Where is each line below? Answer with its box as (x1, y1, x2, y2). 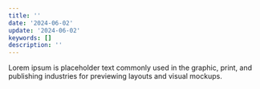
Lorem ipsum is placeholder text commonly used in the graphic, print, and (8, 63, 253, 72)
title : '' (8, 11, 42, 20)
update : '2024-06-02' (8, 26, 81, 34)
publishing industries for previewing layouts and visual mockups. (8, 72, 222, 81)
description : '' (8, 41, 63, 49)
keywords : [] (8, 33, 52, 42)
